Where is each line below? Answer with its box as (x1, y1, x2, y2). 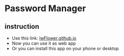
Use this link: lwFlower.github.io (11, 35, 77, 41)
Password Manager (4, 3, 86, 14)
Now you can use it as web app (11, 40, 76, 46)
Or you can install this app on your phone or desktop (11, 46, 119, 51)
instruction (4, 22, 40, 31)
